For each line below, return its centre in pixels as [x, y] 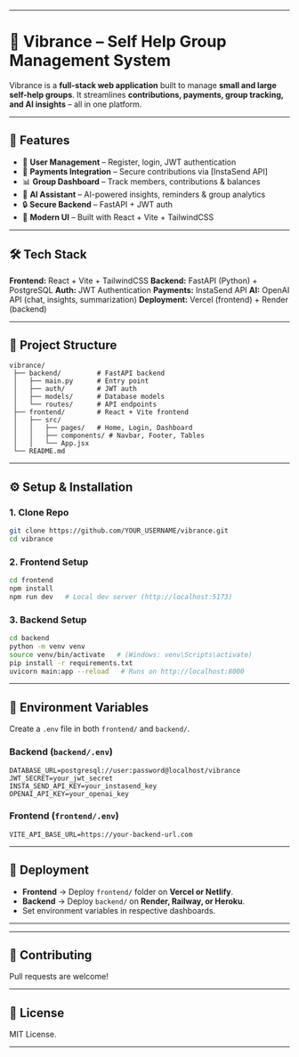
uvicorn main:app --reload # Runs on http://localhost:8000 [127, 671]
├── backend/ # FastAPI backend [89, 374]
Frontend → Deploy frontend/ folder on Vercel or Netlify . [128, 891]
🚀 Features [40, 140]
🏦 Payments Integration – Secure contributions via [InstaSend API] [145, 171]
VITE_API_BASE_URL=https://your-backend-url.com [101, 834]
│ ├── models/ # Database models [89, 397]
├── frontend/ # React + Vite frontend [101, 412]
